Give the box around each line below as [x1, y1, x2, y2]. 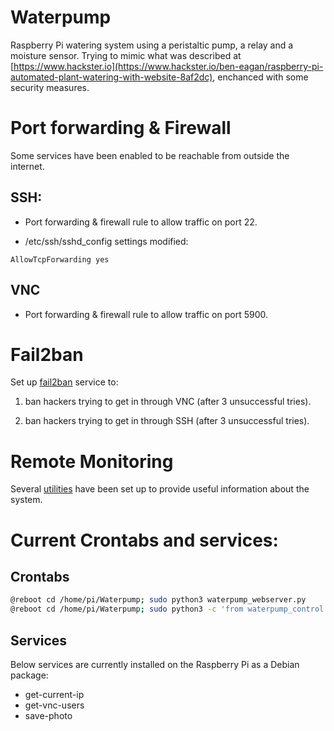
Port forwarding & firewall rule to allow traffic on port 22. [24, 216, 258, 228]
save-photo [24, 709, 73, 721]
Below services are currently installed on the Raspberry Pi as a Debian [10, 658, 300, 670]
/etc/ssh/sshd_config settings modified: [24, 235, 189, 247]
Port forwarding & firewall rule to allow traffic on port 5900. [24, 308, 268, 320]
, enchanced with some [212, 71, 309, 83]
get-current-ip [24, 688, 85, 700]
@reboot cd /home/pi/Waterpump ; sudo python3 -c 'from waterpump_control [10, 604, 325, 615]
